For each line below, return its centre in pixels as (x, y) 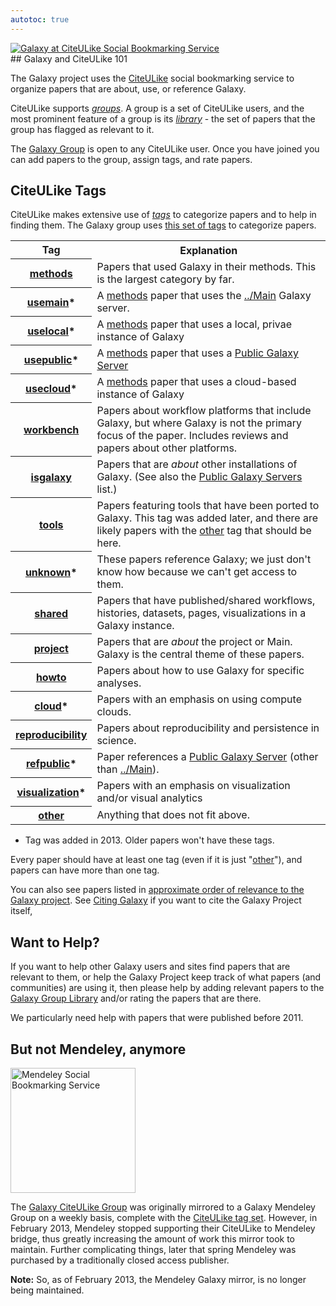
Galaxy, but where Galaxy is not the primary (199, 423)
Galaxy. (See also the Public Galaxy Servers (199, 476)
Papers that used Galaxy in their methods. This (206, 266)
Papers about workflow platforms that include (204, 410)
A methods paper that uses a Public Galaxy (197, 353)
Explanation (208, 250)
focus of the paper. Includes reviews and (192, 435)
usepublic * (51, 359)
